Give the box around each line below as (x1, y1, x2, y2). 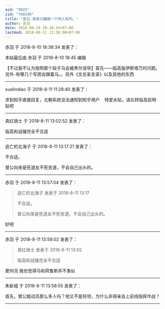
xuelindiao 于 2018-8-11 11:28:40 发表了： (5, 87, 89, 92)
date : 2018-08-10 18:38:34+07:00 (5, 26, 74, 31)
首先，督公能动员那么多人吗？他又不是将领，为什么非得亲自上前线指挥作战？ (5, 293, 160, 299)
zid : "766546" (5, 12, 34, 17)
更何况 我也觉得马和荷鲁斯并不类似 (5, 268, 75, 274)
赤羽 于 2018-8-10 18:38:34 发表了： (5, 44, 79, 50)
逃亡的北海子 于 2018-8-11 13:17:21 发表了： (5, 144, 93, 149)
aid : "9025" (5, 7, 29, 12)
